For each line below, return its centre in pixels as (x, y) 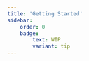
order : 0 (33, 27)
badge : (29, 33)
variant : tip (52, 46)
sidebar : (20, 20)
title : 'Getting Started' (45, 14)
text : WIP (47, 40)
